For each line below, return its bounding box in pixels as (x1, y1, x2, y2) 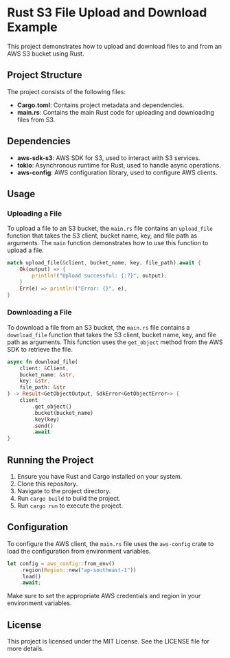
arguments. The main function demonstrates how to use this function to (7, 239, 209, 247)
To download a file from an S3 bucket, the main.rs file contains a (7, 323, 190, 331)
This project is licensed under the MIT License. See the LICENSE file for (7, 637, 210, 646)
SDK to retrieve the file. (7, 345, 73, 353)
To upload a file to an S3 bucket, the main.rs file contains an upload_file (7, 225, 213, 233)
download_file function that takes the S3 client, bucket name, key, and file (7, 330, 216, 339)
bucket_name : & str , (19, 371, 76, 378)
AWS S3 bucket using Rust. (7, 49, 84, 58)
